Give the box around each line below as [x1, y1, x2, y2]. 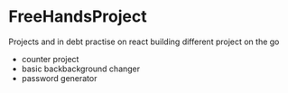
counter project [21, 53, 79, 64]
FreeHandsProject [8, 6, 147, 27]
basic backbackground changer [21, 63, 141, 74]
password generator [21, 72, 98, 83]
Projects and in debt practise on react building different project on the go [8, 36, 280, 47]
